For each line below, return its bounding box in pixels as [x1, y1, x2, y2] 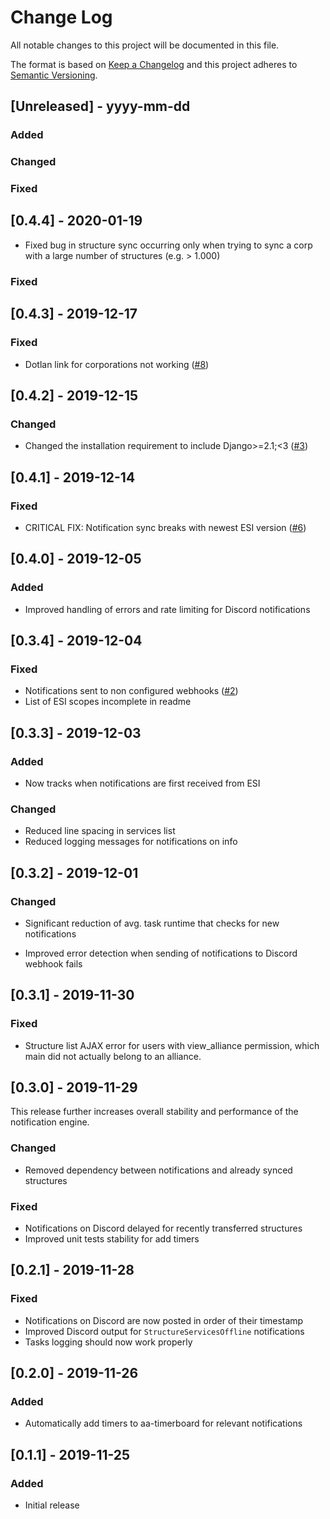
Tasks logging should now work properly [24, 1336, 193, 1348]
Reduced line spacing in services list [24, 825, 176, 837]
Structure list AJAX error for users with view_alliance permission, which [24, 1039, 320, 1051]
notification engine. [10, 1116, 90, 1128]
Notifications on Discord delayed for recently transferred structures [24, 1222, 303, 1235]
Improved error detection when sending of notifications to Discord [24, 947, 298, 959]
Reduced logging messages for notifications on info [24, 836, 238, 848]
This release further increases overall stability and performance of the [10, 1106, 299, 1118]
